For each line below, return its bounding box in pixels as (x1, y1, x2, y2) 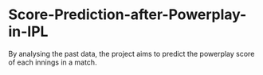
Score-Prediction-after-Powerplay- (8, 6, 247, 24)
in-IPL (8, 22, 49, 41)
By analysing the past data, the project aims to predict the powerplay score (8, 49, 255, 58)
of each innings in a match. (8, 57, 97, 67)
